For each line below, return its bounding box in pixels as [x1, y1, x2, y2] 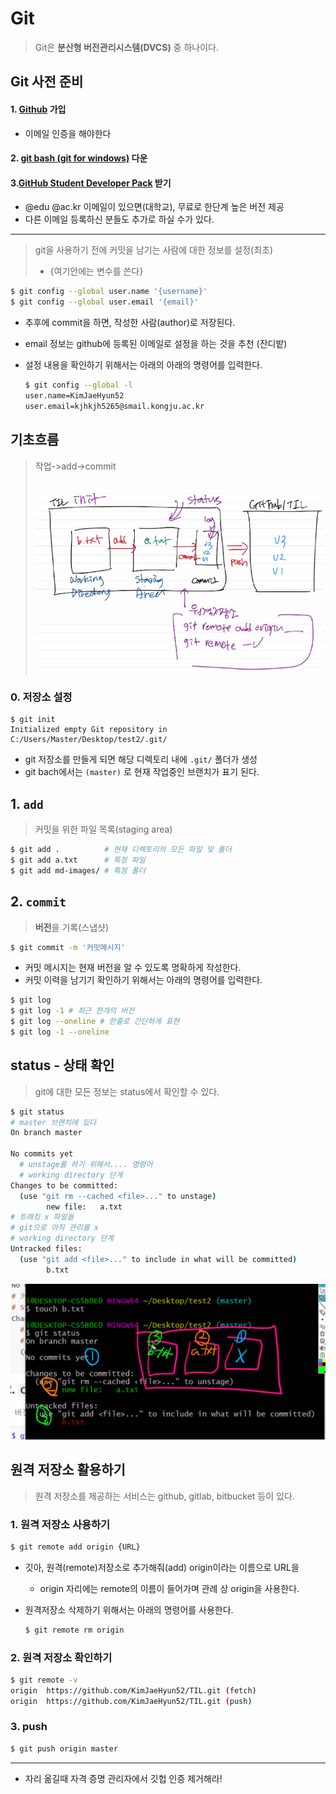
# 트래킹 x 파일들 [10, 1212, 75, 1222]
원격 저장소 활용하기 [10, 1462, 126, 1479]
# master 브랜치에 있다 [10, 1117, 97, 1127]
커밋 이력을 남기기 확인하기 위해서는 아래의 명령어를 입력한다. [24, 974, 263, 986]
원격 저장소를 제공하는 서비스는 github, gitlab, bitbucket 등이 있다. [34, 1490, 295, 1502]
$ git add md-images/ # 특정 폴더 [10, 865, 146, 876]
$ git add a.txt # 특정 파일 [10, 855, 146, 865]
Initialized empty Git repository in [10, 725, 168, 735]
